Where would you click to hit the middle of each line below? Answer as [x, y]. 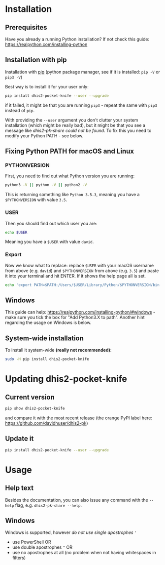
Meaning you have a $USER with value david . [49, 242]
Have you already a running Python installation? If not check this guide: [77, 39]
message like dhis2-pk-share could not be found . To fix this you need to [78, 130]
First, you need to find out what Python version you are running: [70, 176]
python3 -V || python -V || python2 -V [46, 185]
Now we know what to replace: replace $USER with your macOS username [80, 265]
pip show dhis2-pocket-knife [35, 408]
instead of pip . [20, 110]
